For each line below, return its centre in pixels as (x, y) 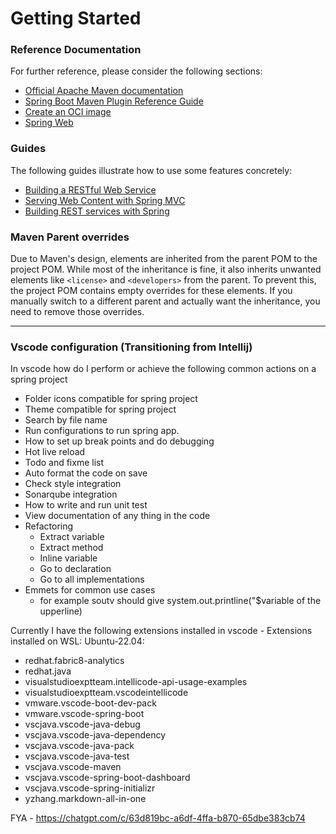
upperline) (61, 611)
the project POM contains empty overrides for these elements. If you (151, 291)
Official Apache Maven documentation (104, 91)
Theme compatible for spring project (100, 409)
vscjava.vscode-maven (73, 767)
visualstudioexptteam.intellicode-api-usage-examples (136, 682)
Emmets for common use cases (90, 590)
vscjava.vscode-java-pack (79, 746)
